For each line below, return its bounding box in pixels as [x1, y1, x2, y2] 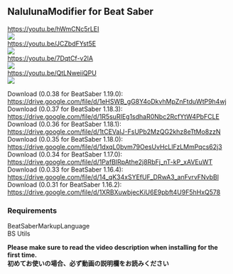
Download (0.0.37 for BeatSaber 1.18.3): [7, 105, 123, 113]
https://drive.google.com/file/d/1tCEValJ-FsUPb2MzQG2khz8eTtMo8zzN [7, 127, 221, 136]
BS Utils [7, 229, 31, 238]
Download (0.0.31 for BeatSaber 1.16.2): [7, 180, 122, 189]
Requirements [7, 206, 58, 216]
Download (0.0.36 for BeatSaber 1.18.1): [7, 120, 122, 128]
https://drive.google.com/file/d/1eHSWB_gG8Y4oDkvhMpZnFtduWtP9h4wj [7, 97, 227, 105]
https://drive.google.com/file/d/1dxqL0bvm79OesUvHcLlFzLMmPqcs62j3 [7, 142, 222, 151]
